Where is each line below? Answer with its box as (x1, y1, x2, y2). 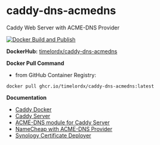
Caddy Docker (15, 105, 52, 113)
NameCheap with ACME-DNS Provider (15, 125, 113, 132)
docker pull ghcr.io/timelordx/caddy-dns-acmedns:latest (6, 83, 155, 89)
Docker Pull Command (6, 59, 64, 67)
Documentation (6, 94, 47, 101)
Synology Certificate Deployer (15, 132, 92, 139)
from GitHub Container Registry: (15, 71, 96, 78)
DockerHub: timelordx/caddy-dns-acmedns (6, 47, 118, 55)
